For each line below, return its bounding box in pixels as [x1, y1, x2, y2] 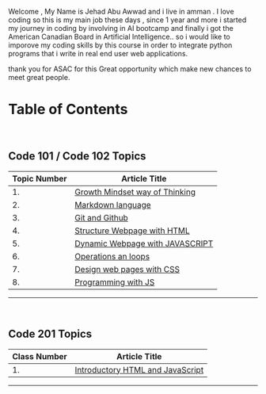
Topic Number [12, 173, 67, 184]
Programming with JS [74, 277, 155, 288]
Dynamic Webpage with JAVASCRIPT [74, 238, 214, 249]
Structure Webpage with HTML [74, 225, 190, 236]
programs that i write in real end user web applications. [8, 49, 188, 58]
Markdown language [74, 199, 152, 210]
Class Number [12, 350, 67, 361]
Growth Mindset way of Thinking [74, 186, 196, 197]
